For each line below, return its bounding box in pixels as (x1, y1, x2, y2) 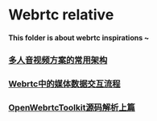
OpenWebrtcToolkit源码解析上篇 (8, 102, 135, 113)
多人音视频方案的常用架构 (8, 54, 108, 65)
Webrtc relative (8, 6, 114, 24)
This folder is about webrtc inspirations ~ (8, 32, 150, 42)
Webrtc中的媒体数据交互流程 (8, 78, 121, 90)
